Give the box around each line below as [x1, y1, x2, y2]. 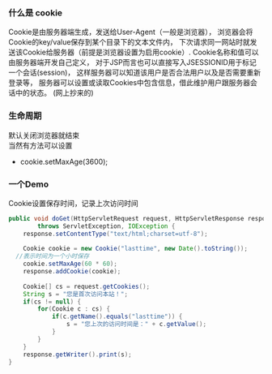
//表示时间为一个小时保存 [15, 252, 90, 260]
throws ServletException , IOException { [37, 221, 176, 230]
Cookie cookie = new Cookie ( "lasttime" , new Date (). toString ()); [23, 245, 249, 253]
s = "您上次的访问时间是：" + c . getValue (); [66, 320, 207, 329]
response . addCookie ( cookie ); [23, 268, 121, 276]
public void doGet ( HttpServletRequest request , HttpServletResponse [8, 214, 244, 222]
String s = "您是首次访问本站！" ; [23, 290, 128, 298]
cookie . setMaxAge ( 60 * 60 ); [23, 260, 117, 269]
